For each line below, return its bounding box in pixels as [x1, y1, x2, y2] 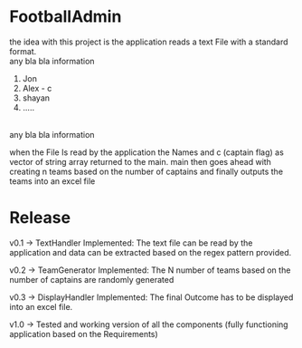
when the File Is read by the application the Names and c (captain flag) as [9, 147, 285, 158]
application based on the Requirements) [9, 328, 158, 339]
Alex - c [22, 82, 52, 93]
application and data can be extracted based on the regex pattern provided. [9, 246, 292, 257]
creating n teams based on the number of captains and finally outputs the [9, 166, 283, 177]
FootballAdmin [9, 6, 122, 27]
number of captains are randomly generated [9, 274, 175, 285]
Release [9, 208, 71, 228]
